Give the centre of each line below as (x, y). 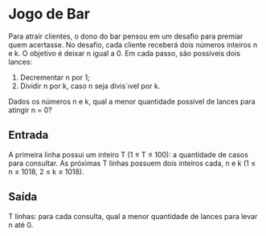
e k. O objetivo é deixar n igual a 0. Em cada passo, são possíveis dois (125, 53)
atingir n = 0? (30, 110)
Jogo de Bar (49, 14)
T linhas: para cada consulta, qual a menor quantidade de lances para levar (133, 216)
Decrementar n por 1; (55, 77)
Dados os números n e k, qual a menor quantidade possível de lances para (132, 101)
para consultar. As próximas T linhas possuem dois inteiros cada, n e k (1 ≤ (132, 163)
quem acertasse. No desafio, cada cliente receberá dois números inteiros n (133, 44)
